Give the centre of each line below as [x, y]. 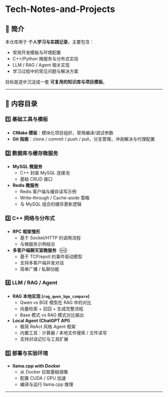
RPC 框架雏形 [26, 231]
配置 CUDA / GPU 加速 [43, 378]
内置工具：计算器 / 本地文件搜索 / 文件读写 [63, 332]
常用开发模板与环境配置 [36, 52]
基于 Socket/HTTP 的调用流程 [50, 238]
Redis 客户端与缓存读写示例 [48, 191]
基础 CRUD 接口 [36, 179]
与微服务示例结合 [37, 244]
